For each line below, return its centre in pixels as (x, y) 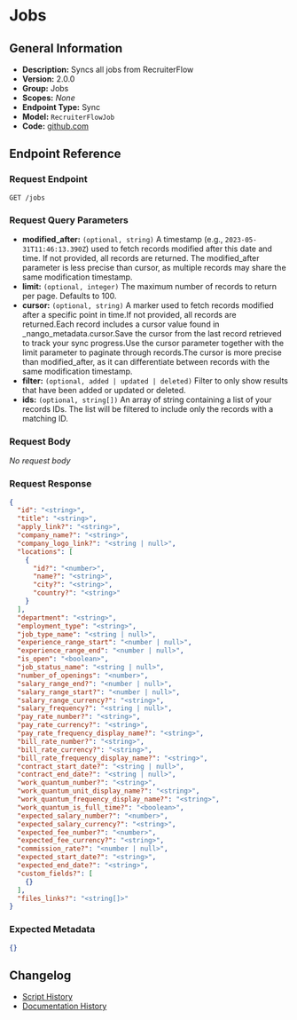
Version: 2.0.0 (48, 79)
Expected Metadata (52, 929)
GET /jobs (27, 198)
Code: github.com (55, 126)
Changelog (40, 975)
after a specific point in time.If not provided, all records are (129, 314)
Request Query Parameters (69, 220)
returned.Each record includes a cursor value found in (121, 324)
